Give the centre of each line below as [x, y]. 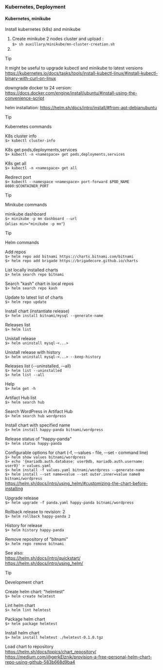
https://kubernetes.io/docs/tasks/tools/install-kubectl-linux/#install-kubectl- [81, 73]
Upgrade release [22, 498]
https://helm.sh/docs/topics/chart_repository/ [51, 652]
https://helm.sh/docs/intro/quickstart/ [43, 558]
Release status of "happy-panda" [38, 439]
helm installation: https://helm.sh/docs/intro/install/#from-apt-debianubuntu [81, 108]
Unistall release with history [33, 352]
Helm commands [22, 243]
